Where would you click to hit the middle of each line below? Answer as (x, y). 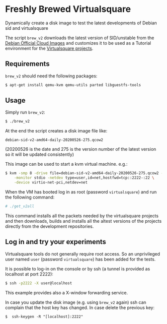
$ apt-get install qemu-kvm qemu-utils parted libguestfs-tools (73, 85)
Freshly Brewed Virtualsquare (68, 9)
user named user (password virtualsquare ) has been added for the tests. (80, 259)
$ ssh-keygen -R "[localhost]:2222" (44, 317)
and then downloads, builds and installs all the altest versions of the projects (83, 221)
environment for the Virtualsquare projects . (49, 48)
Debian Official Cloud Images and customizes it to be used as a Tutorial (78, 43)
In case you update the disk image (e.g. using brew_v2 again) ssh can (76, 302)
